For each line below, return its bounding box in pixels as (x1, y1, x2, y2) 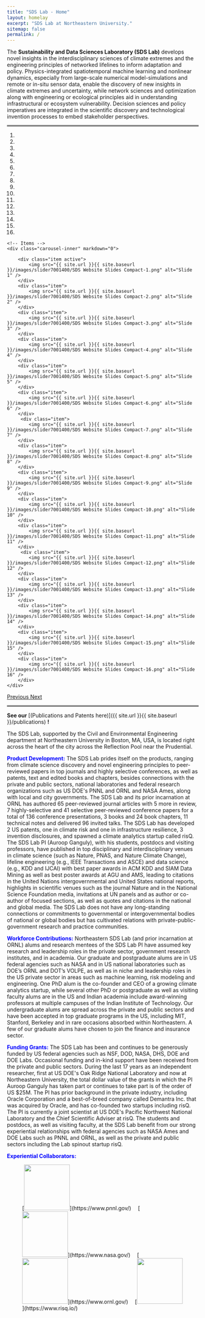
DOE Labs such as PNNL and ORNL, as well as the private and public (7, 1134, 179, 1141)
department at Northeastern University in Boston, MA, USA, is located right (7, 737, 195, 744)
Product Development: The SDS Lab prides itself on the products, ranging (7, 755, 194, 762)
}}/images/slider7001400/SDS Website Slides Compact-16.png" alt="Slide (7, 667, 195, 673)
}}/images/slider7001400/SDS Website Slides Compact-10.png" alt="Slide (7, 507, 195, 513)
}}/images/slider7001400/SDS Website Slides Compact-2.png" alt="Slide (7, 293, 192, 300)
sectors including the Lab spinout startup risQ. (7, 1141, 123, 1148)
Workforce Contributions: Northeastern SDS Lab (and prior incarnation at (7, 935, 193, 942)
